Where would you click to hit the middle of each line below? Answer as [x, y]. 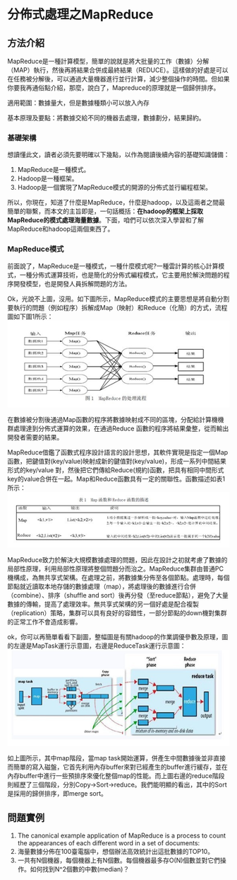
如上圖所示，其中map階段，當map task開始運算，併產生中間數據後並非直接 [116, 758]
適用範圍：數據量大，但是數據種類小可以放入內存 [78, 103]
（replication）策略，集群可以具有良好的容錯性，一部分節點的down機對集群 [117, 613]
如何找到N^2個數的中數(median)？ [80, 869]
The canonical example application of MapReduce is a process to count [122, 835]
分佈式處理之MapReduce [80, 15]
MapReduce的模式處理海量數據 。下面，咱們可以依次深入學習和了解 [106, 220]
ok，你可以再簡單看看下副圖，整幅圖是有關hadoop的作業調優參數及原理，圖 [118, 637]
